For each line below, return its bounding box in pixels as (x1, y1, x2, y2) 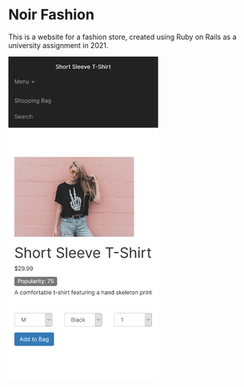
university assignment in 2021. (8, 40, 109, 50)
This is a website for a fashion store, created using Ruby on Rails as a (8, 32, 237, 42)
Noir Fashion (8, 6, 94, 24)
